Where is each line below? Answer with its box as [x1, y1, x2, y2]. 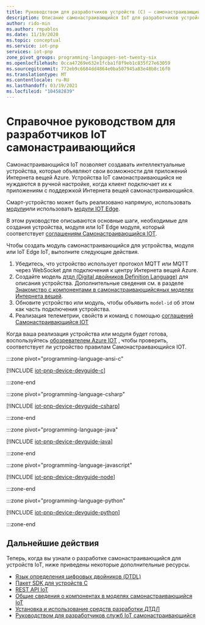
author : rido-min [6, 20, 51, 26]
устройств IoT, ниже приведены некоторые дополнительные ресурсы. [6, 561, 190, 568]
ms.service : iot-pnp [6, 43, 59, 49]
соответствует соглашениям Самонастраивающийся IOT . [6, 229, 157, 237]
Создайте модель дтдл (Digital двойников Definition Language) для [15, 273, 189, 280]
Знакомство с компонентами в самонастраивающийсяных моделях [15, 286, 194, 293]
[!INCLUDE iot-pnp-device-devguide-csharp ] [6, 402, 120, 410]
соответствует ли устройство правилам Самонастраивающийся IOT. [6, 343, 187, 350]
